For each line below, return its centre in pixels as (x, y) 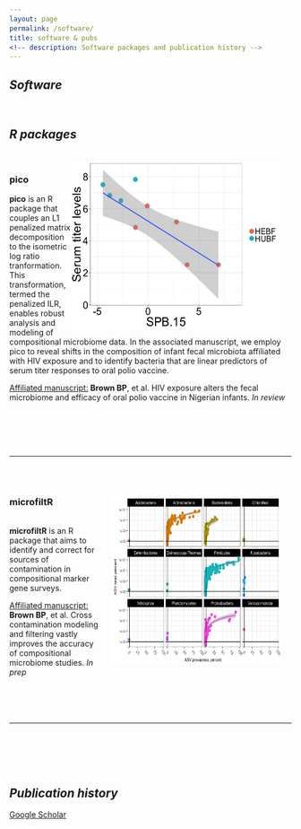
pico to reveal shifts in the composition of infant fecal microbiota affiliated (145, 352)
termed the (30, 294)
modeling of (31, 333)
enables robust (37, 313)
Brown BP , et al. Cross (51, 615)
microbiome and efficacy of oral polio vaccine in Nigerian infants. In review (147, 397)
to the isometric (38, 247)
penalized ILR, (35, 304)
